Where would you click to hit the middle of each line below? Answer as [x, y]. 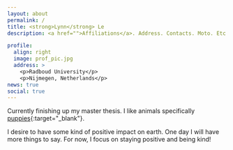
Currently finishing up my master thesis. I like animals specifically [101, 111]
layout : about [28, 14]
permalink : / [26, 20]
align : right [32, 52]
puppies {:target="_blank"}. [46, 119]
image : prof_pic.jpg [43, 59]
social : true [26, 91]
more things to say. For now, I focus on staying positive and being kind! [109, 140]
